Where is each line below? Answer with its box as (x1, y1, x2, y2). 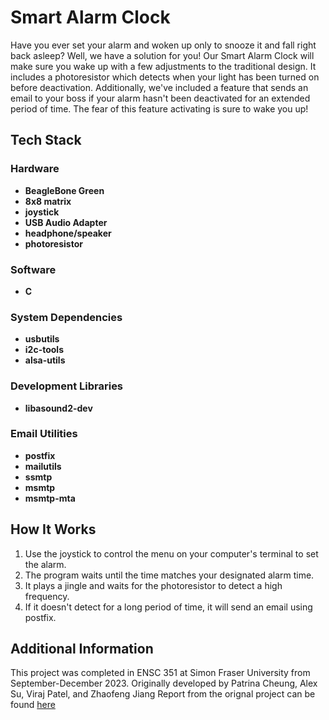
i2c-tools (24, 344, 64, 356)
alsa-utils (24, 354, 66, 366)
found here (10, 699, 56, 711)
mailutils (24, 460, 62, 472)
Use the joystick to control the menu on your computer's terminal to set (24, 547, 319, 560)
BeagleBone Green (24, 184, 105, 196)
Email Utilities (10, 427, 78, 441)
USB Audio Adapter (24, 216, 108, 228)
